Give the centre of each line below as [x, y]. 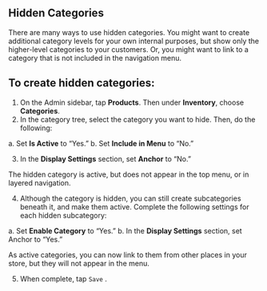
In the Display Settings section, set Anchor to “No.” [106, 158]
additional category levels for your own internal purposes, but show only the [134, 41]
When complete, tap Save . [64, 278]
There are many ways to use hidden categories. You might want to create [129, 32]
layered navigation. [40, 182]
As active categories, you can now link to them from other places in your [128, 254]
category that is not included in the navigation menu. [95, 58]
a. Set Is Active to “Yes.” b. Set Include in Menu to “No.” [101, 143]
